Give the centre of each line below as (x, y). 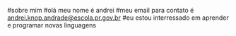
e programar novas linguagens (52, 25)
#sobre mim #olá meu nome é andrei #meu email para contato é (101, 10)
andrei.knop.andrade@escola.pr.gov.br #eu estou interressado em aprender (118, 18)
